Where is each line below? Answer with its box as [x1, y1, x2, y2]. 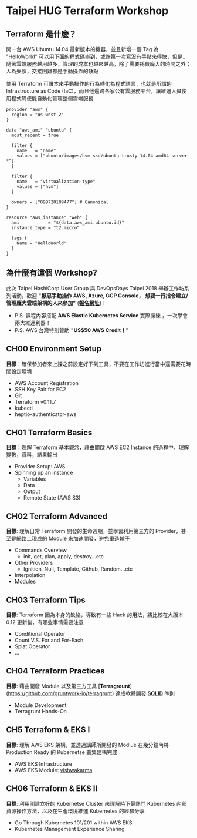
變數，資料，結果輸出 [6, 451, 57, 458]
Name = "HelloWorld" [16, 240, 67, 246]
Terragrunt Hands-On [14, 708, 67, 715]
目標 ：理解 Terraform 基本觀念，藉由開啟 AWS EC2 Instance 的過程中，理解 [6, 444, 189, 451]
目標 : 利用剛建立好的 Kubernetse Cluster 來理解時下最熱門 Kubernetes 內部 [6, 800, 187, 807]
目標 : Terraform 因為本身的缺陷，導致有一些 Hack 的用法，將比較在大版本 [6, 611, 184, 618]
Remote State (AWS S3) [23, 494, 81, 501]
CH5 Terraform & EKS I [6, 725, 90, 735]
